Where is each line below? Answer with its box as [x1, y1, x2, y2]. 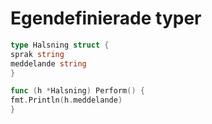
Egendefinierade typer [10, 7, 202, 30]
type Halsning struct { [10, 40, 110, 50]
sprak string [10, 49, 65, 59]
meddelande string [10, 58, 87, 69]
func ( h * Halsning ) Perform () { [10, 86, 145, 96]
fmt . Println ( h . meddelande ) [10, 95, 123, 106]
